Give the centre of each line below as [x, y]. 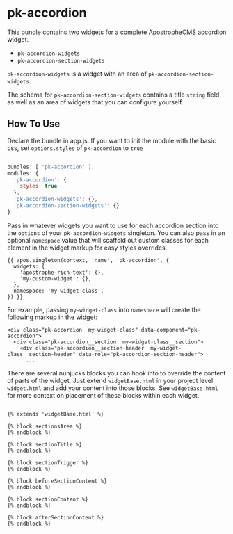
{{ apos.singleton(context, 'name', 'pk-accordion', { [88, 260]
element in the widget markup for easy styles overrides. [87, 248]
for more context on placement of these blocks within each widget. [103, 395]
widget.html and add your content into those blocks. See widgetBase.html [113, 388]
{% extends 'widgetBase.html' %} [56, 414]
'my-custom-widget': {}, [56, 278]
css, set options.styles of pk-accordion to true [75, 148]
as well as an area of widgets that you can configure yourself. [95, 102]
